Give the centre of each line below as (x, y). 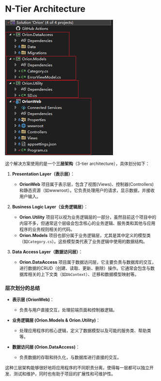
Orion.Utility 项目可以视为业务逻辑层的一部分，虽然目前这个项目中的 (88, 217)
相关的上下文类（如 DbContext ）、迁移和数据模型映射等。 (83, 274)
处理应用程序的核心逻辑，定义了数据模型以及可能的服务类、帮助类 (85, 331)
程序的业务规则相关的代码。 (47, 229)
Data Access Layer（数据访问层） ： (47, 252)
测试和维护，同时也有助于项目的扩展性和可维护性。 (64, 374)
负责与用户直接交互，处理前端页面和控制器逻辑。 (68, 310)
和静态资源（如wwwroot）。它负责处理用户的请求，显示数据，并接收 (87, 190)
